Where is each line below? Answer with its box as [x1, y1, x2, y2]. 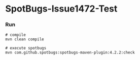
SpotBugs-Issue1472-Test [5, 3, 118, 15]
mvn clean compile [5, 37, 44, 42]
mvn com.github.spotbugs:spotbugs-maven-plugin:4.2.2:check [5, 50, 135, 55]
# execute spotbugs [5, 46, 47, 51]
